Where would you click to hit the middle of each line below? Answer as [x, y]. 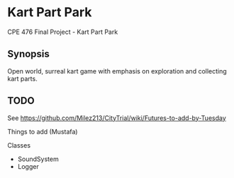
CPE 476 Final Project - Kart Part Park [63, 32]
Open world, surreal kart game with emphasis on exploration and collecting [117, 71]
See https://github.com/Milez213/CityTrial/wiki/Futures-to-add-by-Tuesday [117, 118]
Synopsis [28, 54]
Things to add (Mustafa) [43, 131]
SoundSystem [38, 159]
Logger [28, 166]
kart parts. [22, 78]
